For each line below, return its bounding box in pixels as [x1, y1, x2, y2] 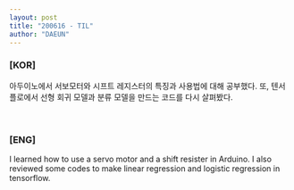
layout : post [9, 12, 58, 22]
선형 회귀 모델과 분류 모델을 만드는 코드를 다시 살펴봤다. [39, 91, 234, 103]
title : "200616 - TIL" [9, 21, 94, 30]
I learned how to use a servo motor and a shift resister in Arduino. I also [9, 153, 273, 164]
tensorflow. [9, 172, 51, 183]
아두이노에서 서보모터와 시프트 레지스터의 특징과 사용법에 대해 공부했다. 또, [9, 80, 270, 91]
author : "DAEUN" [9, 29, 70, 38]
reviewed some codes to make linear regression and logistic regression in [9, 162, 281, 174]
